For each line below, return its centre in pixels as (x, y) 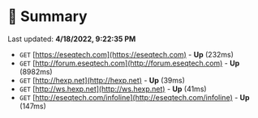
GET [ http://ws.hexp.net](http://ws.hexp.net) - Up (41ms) (113, 89)
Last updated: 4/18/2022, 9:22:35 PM (72, 39)
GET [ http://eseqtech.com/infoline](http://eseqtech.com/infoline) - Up (134, 97)
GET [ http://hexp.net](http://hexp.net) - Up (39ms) (102, 80)
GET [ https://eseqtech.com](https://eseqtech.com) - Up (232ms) (127, 54)
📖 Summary (47, 17)
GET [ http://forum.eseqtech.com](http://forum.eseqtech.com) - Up (129, 63)
